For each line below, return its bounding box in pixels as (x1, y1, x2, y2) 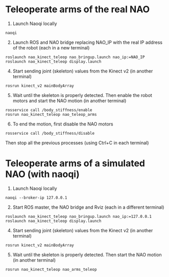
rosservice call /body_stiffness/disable (5, 131, 95, 136)
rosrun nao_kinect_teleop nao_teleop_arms (5, 112, 97, 117)
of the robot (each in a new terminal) (12, 44, 90, 51)
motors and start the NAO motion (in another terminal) (12, 97, 127, 104)
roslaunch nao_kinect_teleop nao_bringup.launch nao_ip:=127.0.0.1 (5, 214, 152, 219)
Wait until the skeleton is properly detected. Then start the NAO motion (12, 251, 162, 258)
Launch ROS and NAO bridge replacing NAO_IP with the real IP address (12, 39, 162, 45)
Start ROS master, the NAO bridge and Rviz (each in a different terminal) (12, 204, 164, 210)
